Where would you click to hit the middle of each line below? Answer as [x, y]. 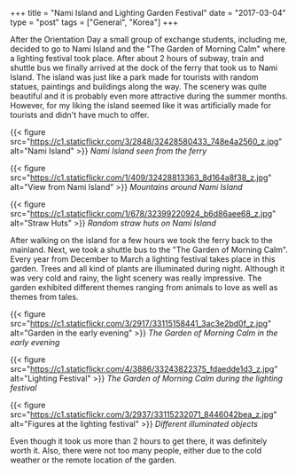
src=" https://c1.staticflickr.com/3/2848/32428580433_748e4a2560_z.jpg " [146, 142]
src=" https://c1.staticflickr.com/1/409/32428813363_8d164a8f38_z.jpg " [141, 178]
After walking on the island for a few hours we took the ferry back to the [141, 240]
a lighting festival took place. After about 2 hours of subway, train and [137, 58]
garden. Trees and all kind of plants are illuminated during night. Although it [148, 269]
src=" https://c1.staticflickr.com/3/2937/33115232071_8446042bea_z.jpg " [144, 415]
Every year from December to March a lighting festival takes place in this [143, 259]
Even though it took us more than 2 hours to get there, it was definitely [139, 441]
